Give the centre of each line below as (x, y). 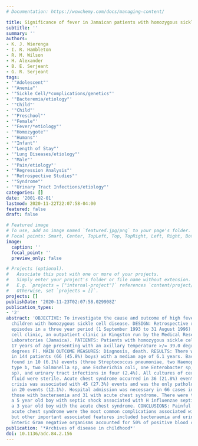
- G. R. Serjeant (27, 71)
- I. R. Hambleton (29, 50)
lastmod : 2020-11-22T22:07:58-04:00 (51, 204)
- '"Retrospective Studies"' (42, 176)
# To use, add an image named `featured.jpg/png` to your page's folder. (99, 231)
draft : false (22, 214)
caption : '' (26, 247)
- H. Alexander (25, 61)
